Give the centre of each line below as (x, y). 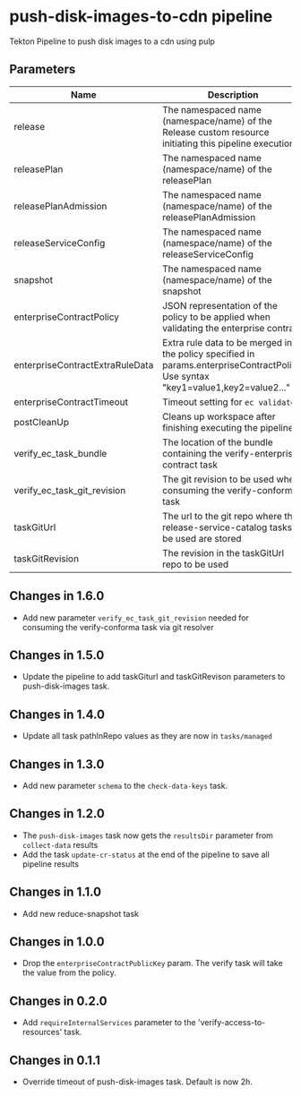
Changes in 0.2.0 (58, 1001)
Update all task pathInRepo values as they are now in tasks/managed (147, 736)
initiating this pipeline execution (229, 143)
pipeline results (50, 864)
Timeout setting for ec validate (229, 402)
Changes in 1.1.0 (55, 892)
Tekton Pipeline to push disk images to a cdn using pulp (112, 41)
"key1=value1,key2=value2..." (227, 387)
